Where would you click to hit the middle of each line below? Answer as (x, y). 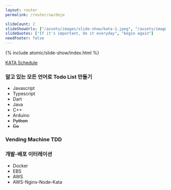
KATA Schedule (22, 63)
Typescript (24, 94)
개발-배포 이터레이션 (29, 154)
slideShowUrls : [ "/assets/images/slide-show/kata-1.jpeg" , (69, 29)
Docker (20, 165)
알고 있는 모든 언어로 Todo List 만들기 (49, 77)
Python (20, 121)
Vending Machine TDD (34, 139)
